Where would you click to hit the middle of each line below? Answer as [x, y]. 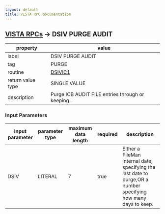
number [132, 185]
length [80, 140]
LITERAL [48, 176]
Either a [131, 149]
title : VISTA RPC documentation [38, 14]
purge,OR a [136, 179]
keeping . [61, 100]
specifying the [139, 167]
